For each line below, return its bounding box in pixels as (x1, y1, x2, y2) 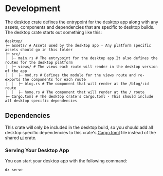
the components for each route (22, 77, 86, 82)
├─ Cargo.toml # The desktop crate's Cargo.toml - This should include (5, 94, 153, 99)
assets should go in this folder (5, 47, 73, 52)
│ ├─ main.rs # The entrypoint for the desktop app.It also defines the (5, 55, 158, 61)
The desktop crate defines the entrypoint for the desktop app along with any (5, 19, 159, 25)
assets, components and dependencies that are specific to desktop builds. (5, 24, 155, 30)
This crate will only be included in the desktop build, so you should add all (5, 124, 153, 130)
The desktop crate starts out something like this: (5, 29, 102, 35)
